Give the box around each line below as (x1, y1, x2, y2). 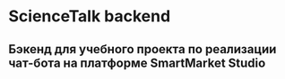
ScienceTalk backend (8, 6, 171, 27)
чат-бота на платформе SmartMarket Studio (8, 55, 266, 70)
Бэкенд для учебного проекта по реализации (8, 42, 277, 57)
